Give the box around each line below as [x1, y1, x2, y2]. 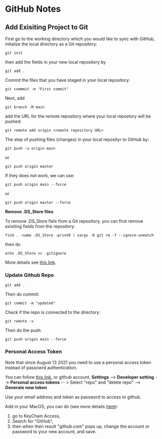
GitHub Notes [5, 3, 61, 15]
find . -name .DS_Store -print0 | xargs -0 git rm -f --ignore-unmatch [5, 233, 154, 238]
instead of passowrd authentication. [5, 365, 78, 370]
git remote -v [5, 319, 34, 324]
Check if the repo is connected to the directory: [5, 309, 101, 315]
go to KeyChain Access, [12, 413, 61, 419]
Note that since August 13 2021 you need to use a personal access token [5, 359, 151, 365]
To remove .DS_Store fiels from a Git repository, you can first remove [5, 218, 143, 224]
